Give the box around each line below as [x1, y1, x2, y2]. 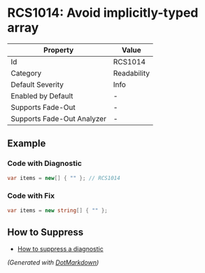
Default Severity [10, 79, 64, 89]
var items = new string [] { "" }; [7, 206, 108, 214]
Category [10, 68, 42, 78]
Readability [113, 68, 150, 78]
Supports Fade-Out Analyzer [10, 113, 107, 123]
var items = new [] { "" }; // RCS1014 [7, 174, 120, 181]
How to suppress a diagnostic [17, 245, 104, 253]
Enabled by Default [10, 91, 73, 101]
